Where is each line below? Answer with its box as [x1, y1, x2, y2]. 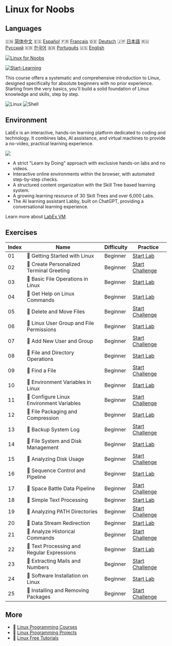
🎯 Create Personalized [27, 260, 80, 268]
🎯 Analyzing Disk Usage [27, 455, 84, 462]
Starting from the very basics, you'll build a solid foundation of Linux [5, 86, 149, 92]
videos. [12, 165, 29, 171]
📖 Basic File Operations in [27, 275, 89, 282]
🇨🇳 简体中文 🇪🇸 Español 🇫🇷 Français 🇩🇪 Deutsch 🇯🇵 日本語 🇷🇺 [5, 38, 149, 44]
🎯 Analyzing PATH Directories [27, 508, 98, 515]
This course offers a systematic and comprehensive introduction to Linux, [5, 75, 161, 80]
